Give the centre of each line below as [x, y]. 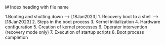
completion [17, 37]
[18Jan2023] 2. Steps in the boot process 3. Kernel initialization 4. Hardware [83, 22]
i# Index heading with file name [37, 7]
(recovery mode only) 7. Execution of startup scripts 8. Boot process [75, 32]
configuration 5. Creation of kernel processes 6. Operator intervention [76, 27]
